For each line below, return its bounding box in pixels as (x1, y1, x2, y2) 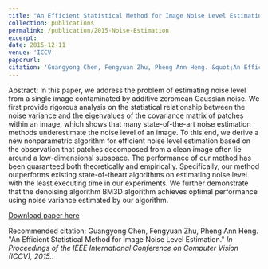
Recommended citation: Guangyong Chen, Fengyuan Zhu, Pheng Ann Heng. (8, 226, 259, 236)
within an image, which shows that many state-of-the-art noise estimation (8, 119, 251, 128)
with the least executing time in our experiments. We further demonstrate (8, 178, 249, 188)
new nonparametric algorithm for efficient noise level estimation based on (8, 136, 251, 146)
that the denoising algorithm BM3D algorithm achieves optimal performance (8, 186, 258, 196)
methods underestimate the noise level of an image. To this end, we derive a (8, 127, 259, 137)
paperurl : (8, 57, 41, 64)
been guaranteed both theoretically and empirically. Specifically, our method (8, 161, 260, 171)
